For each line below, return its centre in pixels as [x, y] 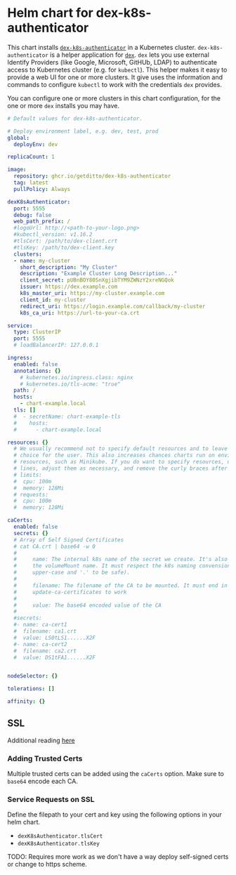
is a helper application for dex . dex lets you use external [130, 55]
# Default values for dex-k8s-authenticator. [75, 118]
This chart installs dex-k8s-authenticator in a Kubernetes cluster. [102, 47]
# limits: [28, 475]
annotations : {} [37, 371]
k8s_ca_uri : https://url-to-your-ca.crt [80, 313]
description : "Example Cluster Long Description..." [99, 274]
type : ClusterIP [37, 332]
